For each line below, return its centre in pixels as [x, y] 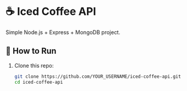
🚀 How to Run [31, 51]
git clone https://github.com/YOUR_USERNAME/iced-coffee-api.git [97, 76]
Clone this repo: [34, 65]
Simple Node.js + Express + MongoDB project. [63, 32]
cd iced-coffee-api [39, 82]
